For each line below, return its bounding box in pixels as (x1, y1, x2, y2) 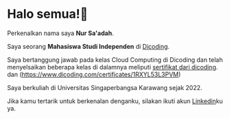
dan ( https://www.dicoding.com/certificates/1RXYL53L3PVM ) (7, 70, 181, 78)
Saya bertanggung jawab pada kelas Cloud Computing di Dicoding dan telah (7, 55, 223, 64)
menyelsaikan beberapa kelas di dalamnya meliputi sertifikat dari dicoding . (7, 63, 218, 71)
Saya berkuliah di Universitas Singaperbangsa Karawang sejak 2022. (7, 83, 203, 91)
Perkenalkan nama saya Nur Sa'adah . (7, 29, 115, 37)
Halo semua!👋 (7, 6, 89, 22)
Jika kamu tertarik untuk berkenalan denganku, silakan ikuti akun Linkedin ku (7, 96, 223, 105)
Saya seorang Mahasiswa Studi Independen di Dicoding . (7, 42, 170, 50)
